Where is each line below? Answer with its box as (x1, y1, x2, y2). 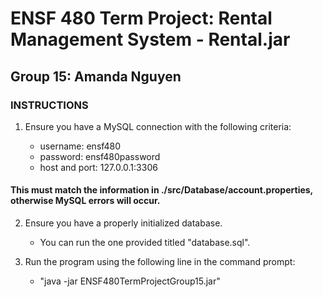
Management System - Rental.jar (10, 28, 291, 51)
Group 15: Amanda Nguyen (10, 68, 182, 85)
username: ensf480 (39, 140, 122, 152)
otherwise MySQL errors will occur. (10, 195, 161, 207)
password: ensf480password (39, 150, 161, 162)
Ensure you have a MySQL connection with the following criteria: (24, 120, 292, 132)
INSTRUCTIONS (10, 98, 89, 112)
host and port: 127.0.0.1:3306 (39, 161, 158, 173)
